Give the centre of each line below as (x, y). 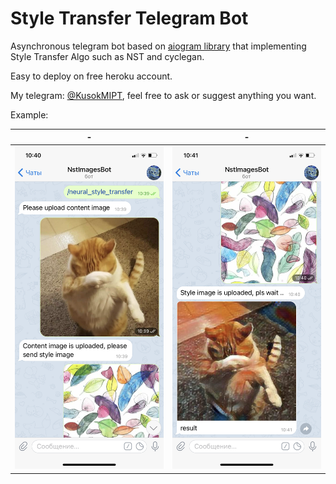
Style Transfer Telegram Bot (129, 18)
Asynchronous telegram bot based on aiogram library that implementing (158, 46)
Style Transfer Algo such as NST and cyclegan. (107, 56)
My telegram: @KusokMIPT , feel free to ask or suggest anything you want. (163, 95)
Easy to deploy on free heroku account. (91, 76)
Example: (29, 114)
